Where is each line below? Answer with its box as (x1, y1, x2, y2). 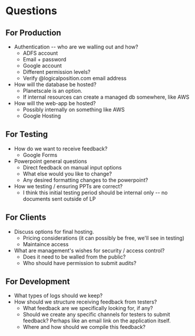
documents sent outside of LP (22, 195, 96, 202)
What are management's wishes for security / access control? (14, 247, 165, 254)
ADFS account (22, 50, 58, 57)
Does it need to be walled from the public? (22, 253, 126, 260)
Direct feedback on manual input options (22, 164, 122, 171)
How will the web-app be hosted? (14, 100, 96, 107)
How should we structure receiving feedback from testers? (14, 298, 157, 305)
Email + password (22, 56, 67, 63)
